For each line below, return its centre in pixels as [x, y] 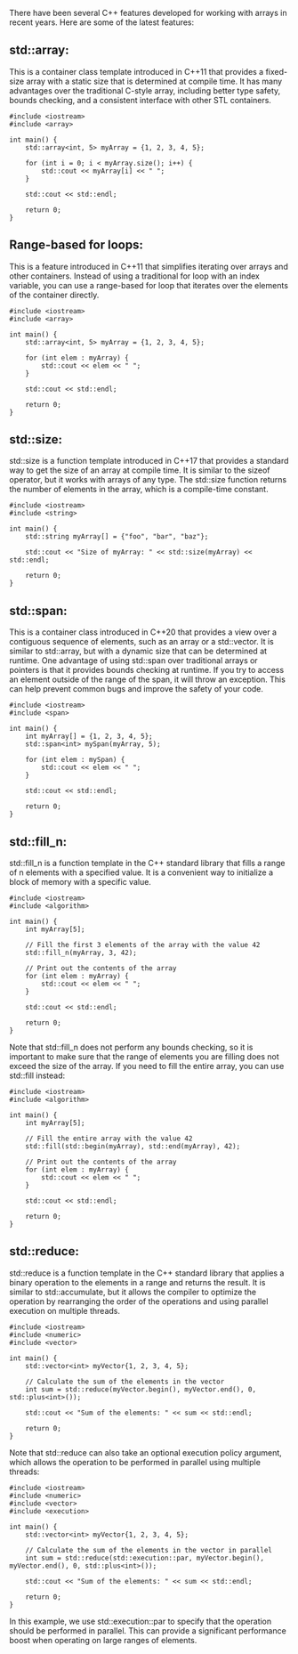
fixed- [276, 71]
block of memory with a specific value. [80, 882]
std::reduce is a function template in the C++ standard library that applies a [147, 1273]
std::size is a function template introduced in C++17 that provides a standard [149, 461]
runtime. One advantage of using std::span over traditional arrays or [133, 661]
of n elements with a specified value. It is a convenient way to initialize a [141, 872]
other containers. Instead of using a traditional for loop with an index [134, 276]
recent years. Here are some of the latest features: [102, 22]
